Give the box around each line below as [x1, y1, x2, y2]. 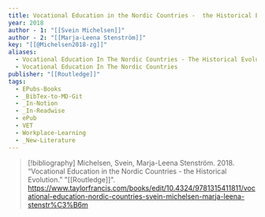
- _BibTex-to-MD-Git [15, 92, 83, 100]
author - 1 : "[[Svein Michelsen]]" [8, 26, 125, 34]
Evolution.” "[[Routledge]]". [27, 174, 116, 184]
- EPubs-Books [15, 84, 62, 93]
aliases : [8, 48, 37, 56]
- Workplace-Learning [15, 129, 87, 137]
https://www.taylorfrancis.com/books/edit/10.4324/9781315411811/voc [27, 183, 256, 193]
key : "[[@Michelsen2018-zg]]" [8, 41, 108, 49]
